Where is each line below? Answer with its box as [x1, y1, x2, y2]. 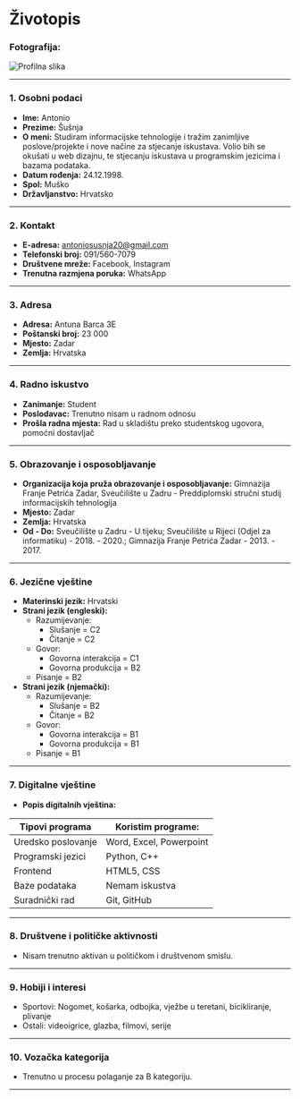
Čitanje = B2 [48, 710, 96, 720]
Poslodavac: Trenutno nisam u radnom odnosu [21, 408, 196, 419]
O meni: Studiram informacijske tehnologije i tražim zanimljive [21, 131, 250, 142]
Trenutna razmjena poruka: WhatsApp [21, 268, 167, 279]
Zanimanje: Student [21, 398, 96, 409]
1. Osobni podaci [9, 92, 83, 105]
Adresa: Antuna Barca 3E [21, 319, 116, 330]
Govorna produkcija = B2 [48, 662, 141, 673]
